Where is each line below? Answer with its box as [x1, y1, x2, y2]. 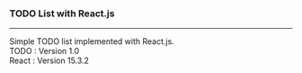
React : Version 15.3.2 [9, 55, 90, 66]
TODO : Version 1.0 [9, 46, 80, 57]
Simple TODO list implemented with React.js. [9, 36, 175, 47]
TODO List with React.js [9, 7, 115, 20]
